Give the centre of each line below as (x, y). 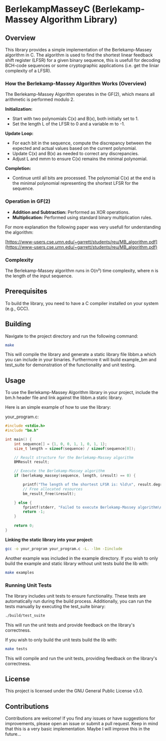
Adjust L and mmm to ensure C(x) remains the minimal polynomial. (80, 159)
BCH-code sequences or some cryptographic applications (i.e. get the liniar (82, 65)
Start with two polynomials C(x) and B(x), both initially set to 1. (75, 119)
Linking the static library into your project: (49, 539)
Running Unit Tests (28, 585)
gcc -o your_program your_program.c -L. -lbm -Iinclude (64, 549)
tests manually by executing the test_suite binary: (55, 606)
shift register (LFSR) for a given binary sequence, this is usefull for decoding (83, 60)
